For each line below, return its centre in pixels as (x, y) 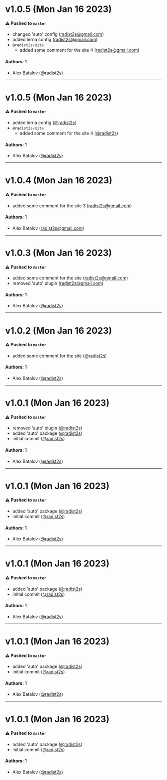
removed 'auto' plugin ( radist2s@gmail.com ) (58, 283)
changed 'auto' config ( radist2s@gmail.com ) (58, 34)
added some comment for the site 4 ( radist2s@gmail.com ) (80, 50)
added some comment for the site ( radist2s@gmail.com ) (70, 278)
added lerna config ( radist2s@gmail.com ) (55, 40)
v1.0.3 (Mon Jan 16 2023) (59, 253)
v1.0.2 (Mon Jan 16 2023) (59, 330)
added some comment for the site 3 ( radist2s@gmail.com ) (72, 206)
